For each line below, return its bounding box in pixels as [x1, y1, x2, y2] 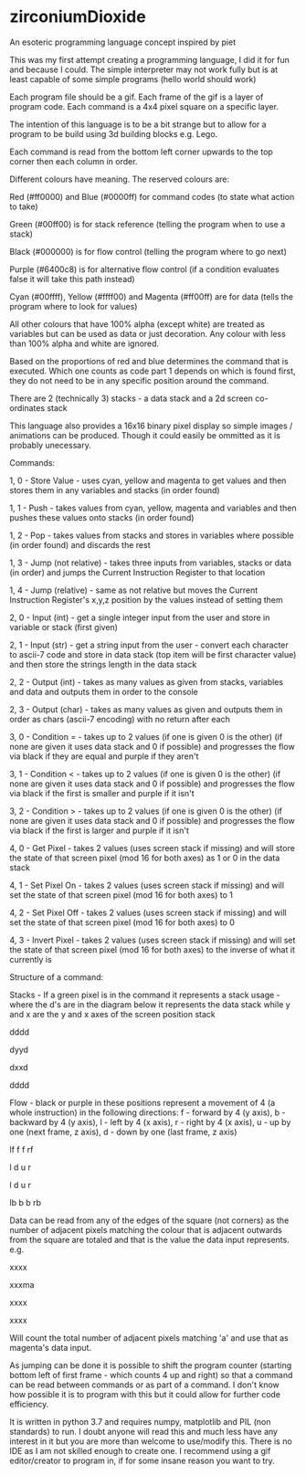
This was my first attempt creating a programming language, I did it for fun [9, 54, 290, 65]
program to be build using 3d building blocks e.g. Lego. [9, 128, 218, 139]
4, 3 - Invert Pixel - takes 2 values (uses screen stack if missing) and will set [9, 934, 296, 945]
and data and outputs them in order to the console [9, 686, 198, 697]
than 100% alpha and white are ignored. [9, 338, 160, 349]
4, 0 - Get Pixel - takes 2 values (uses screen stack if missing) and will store [9, 842, 295, 853]
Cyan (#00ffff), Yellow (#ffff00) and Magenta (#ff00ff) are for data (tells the [9, 290, 294, 302]
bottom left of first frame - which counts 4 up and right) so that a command [9, 1369, 293, 1380]
